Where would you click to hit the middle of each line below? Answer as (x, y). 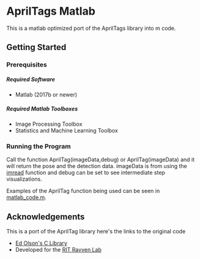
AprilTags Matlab (51, 11)
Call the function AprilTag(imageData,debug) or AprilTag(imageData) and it (101, 159)
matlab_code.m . (27, 197)
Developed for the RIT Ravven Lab (58, 250)
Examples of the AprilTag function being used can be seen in (83, 191)
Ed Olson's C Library (41, 243)
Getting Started (36, 47)
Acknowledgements (46, 217)
